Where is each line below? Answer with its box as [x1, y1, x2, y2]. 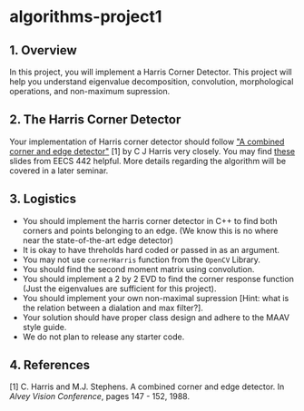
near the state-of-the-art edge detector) [22, 234, 174, 246]
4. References [9, 357, 91, 373]
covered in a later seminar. [9, 165, 109, 176]
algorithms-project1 [9, 6, 162, 27]
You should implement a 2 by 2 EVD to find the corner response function [22, 273, 295, 284]
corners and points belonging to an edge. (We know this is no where [22, 225, 279, 236]
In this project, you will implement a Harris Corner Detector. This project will [9, 66, 292, 77]
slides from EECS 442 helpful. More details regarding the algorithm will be [9, 155, 287, 166]
